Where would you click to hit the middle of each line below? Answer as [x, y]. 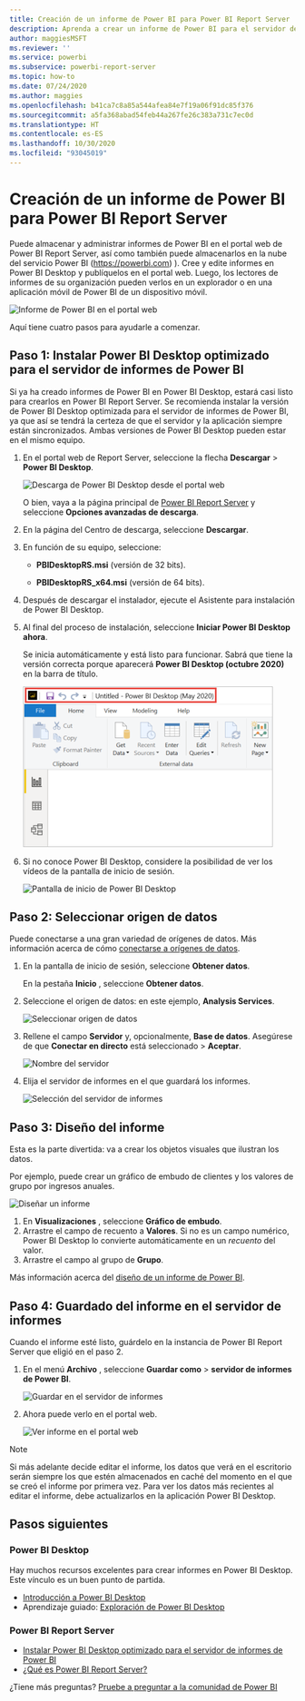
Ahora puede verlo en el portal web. [89, 1414]
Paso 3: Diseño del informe [87, 1127]
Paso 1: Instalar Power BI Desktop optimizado [139, 355]
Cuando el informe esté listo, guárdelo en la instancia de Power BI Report [146, 1342]
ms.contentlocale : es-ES [56, 134]
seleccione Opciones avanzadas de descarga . [111, 512]
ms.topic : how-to [42, 77]
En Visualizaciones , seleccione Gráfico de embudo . [122, 1222]
